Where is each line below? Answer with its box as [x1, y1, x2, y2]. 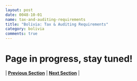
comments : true [5, 31, 38, 36]
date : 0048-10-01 [5, 12, 42, 17]
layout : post [5, 7, 33, 13]
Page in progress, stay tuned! [5, 53, 133, 65]
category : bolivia [5, 26, 44, 32]
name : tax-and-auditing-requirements [5, 17, 86, 22]
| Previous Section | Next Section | [5, 70, 80, 76]
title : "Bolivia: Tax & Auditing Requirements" [5, 21, 109, 27]
